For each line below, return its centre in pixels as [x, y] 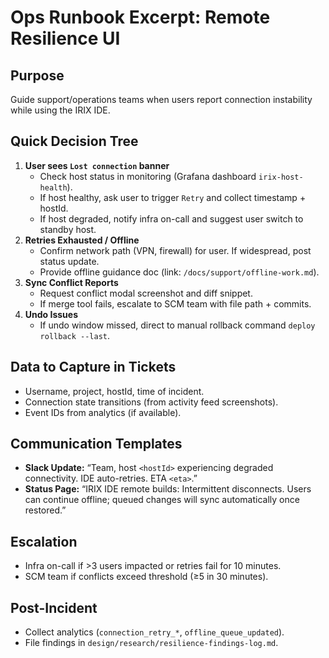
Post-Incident [54, 607]
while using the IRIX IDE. [60, 110]
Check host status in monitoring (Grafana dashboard [148, 176]
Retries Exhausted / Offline [82, 240]
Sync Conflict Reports [71, 282]
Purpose [37, 75]
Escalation [44, 541]
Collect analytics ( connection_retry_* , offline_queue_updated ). [154, 632]
